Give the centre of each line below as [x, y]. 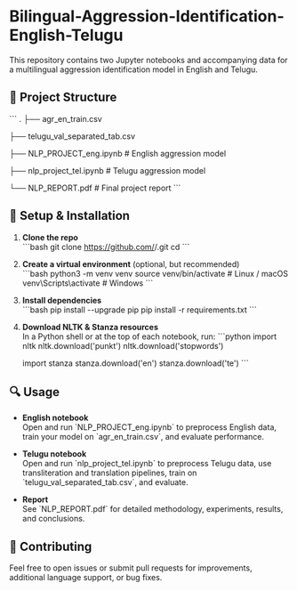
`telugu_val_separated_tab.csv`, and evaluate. [105, 482]
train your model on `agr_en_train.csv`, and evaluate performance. [143, 437]
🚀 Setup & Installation [70, 216]
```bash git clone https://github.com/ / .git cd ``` [106, 247]
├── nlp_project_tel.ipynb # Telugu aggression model [108, 170]
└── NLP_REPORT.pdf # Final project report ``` [95, 188]
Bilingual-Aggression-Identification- [147, 16]
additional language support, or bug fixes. [86, 578]
